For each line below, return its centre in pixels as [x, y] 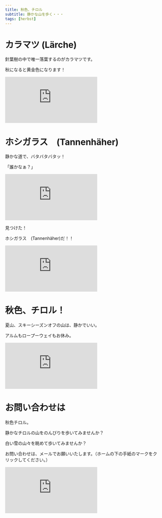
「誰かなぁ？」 [20, 167]
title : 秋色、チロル [24, 10]
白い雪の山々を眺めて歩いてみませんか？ [46, 443]
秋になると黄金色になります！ [35, 70]
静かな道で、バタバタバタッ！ [35, 157]
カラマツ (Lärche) [41, 45]
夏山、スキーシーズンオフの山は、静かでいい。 [52, 325]
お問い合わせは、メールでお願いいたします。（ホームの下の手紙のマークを [79, 454]
